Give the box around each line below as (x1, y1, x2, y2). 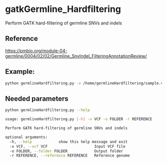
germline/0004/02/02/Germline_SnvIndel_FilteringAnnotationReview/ (5, 53, 147, 59)
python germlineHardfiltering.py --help (5, 108, 90, 113)
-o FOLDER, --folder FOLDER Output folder (9, 149, 123, 154)
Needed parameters (5, 94, 69, 103)
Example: (5, 67, 35, 76)
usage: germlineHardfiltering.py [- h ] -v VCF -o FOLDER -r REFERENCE (5, 117, 153, 122)
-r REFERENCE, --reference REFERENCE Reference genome (9, 153, 130, 158)
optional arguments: (5, 135, 48, 140)
